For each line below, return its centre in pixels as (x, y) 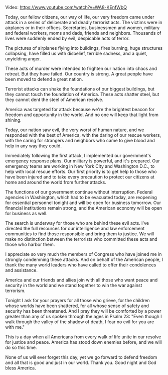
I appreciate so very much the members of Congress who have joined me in (83, 254)
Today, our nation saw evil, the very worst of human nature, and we (75, 130)
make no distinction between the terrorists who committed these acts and (81, 239)
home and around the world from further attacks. (56, 182)
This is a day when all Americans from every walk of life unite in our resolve (83, 337)
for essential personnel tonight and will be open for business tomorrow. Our (83, 203)
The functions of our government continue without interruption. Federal (79, 192)
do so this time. (21, 347)
